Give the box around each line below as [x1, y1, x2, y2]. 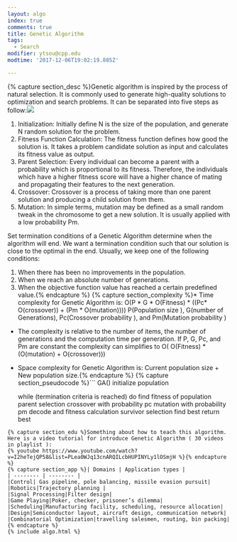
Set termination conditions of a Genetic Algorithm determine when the [7, 232, 212, 240]
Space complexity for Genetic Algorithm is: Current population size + [17, 363, 219, 372]
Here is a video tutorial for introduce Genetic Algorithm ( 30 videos [7, 435, 224, 442]
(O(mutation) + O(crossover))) [17, 349, 106, 358]
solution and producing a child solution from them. [17, 195, 165, 203]
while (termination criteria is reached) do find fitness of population [17, 392, 211, 401]
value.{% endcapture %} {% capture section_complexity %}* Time [17, 291, 214, 299]
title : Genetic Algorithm [7, 30, 84, 38]
